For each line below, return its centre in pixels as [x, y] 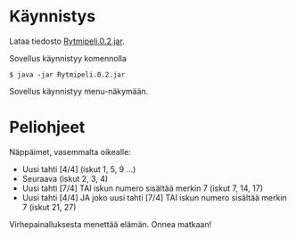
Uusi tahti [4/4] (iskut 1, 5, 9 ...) [79, 169]
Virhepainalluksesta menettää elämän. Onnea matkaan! [111, 224]
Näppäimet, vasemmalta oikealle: [70, 152]
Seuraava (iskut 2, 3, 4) [65, 178]
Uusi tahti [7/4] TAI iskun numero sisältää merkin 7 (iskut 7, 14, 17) [143, 188]
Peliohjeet [47, 127]
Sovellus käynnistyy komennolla [68, 58]
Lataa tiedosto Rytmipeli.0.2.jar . [67, 41]
